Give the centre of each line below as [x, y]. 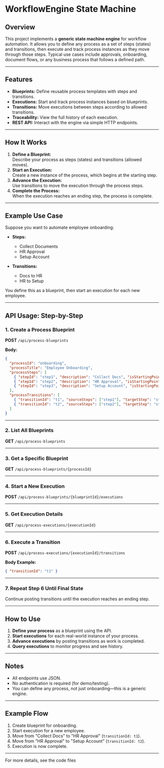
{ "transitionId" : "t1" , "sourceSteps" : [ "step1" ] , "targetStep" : [83, 400]
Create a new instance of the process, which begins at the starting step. [85, 175]
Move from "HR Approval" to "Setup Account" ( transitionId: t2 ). [79, 741]
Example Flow [27, 713]
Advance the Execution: [37, 180]
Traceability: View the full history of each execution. [65, 117]
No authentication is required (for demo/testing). [61, 683]
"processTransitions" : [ [35, 395]
